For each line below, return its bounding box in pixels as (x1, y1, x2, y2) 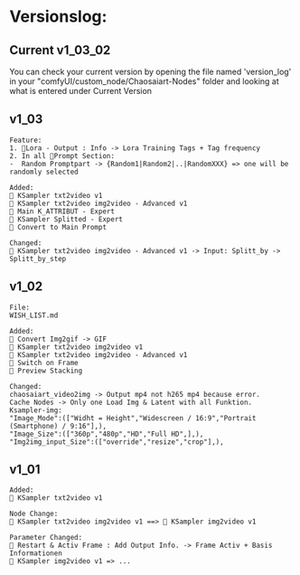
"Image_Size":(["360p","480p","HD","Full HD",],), (9, 429, 204, 438)
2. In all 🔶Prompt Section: (9, 151, 116, 160)
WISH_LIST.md (9, 310, 59, 320)
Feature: (9, 136, 42, 145)
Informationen (9, 549, 63, 558)
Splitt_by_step (9, 254, 67, 263)
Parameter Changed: (9, 533, 83, 542)
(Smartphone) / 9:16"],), (9, 421, 107, 430)
